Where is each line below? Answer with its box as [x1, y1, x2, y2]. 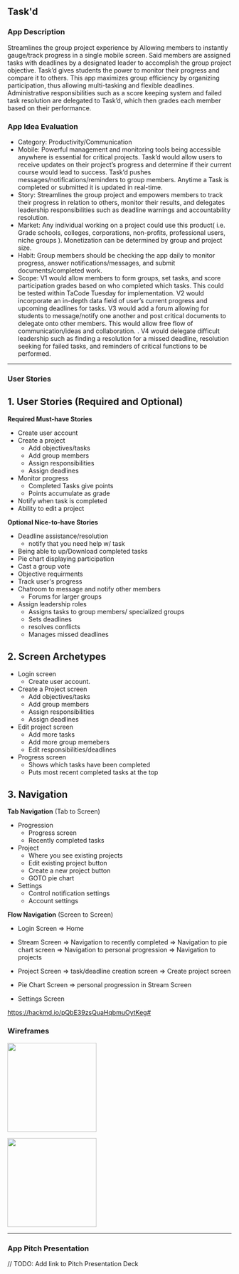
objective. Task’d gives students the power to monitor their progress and [7, 65, 220, 74]
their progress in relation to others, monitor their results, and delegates [17, 198, 225, 206]
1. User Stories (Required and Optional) [7, 396, 184, 408]
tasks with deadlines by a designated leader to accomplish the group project [7, 58, 232, 67]
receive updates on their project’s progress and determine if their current [17, 160, 232, 169]
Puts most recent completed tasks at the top [28, 768, 159, 776]
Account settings [28, 897, 79, 905]
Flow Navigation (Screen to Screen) [7, 910, 114, 919]
